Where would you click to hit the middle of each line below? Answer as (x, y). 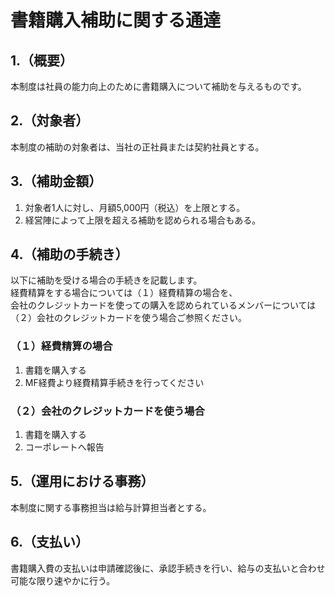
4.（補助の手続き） (69, 254)
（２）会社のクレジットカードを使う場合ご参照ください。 (128, 318)
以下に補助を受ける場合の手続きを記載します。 (106, 280)
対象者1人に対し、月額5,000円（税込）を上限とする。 (135, 207)
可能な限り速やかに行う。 (63, 580)
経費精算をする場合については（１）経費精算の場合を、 (124, 293)
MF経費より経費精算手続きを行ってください (114, 382)
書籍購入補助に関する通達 (116, 20)
